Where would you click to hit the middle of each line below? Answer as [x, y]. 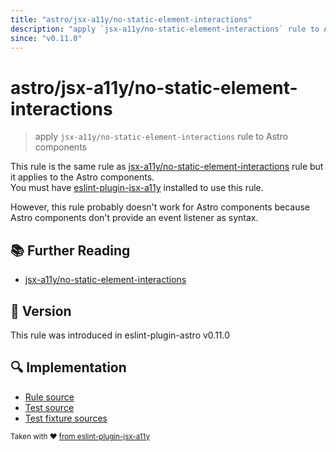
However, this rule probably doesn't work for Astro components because [160, 207]
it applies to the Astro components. [82, 177]
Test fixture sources [66, 418]
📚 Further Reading [70, 250]
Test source [49, 407]
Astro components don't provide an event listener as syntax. [134, 218]
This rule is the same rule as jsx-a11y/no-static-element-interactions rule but [167, 167]
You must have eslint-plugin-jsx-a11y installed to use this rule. [137, 188]
